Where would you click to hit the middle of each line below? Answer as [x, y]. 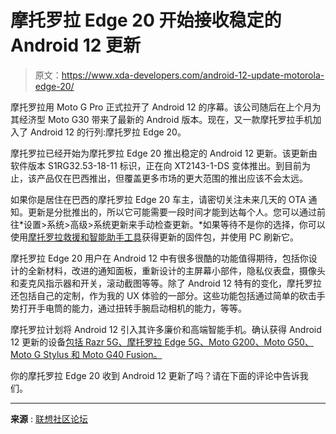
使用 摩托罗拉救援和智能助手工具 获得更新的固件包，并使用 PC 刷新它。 [155, 237]
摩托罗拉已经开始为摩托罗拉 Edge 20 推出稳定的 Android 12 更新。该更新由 [164, 153]
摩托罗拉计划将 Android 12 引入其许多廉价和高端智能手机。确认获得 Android [166, 329]
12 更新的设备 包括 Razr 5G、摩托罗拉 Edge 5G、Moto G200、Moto [148, 342]
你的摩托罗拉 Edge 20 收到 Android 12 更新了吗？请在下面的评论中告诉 [155, 375]
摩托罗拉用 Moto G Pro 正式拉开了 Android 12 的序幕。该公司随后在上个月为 [166, 107]
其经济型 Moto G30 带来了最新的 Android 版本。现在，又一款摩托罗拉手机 [161, 119]
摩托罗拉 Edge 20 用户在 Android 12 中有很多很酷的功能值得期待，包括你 [159, 258]
